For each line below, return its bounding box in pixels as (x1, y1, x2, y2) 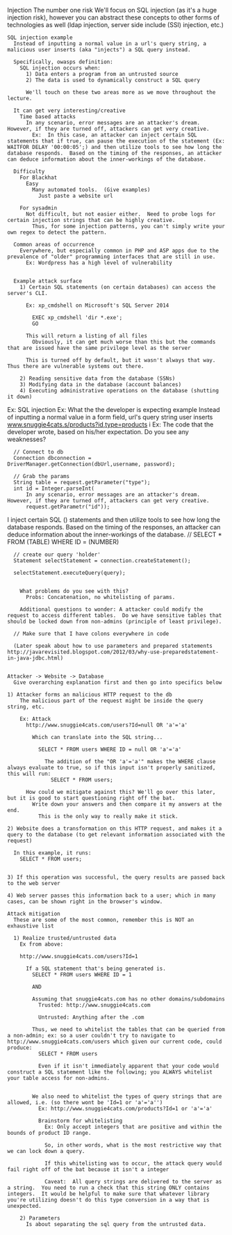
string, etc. (7, 703, 45, 710)
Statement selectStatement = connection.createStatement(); (13, 557, 191, 564)
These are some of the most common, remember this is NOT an (13, 916, 194, 923)
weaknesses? (7, 435, 47, 443)
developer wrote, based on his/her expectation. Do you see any (7, 428, 189, 436)
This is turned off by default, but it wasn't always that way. (25, 357, 216, 364)
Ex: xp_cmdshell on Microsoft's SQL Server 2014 (25, 302, 169, 309)
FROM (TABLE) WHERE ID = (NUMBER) (7, 538, 119, 545)
